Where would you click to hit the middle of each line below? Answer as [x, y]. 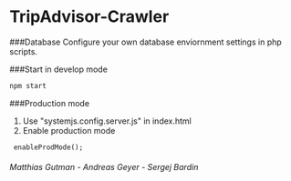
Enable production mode [69, 130]
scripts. [24, 51]
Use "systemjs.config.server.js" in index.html [107, 121]
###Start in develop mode [58, 69]
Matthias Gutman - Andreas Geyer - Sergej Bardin [104, 167]
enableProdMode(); [48, 147]
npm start [28, 85]
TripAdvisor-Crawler [89, 17]
